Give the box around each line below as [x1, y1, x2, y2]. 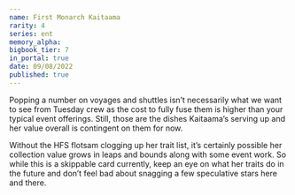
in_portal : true [9, 54, 69, 63]
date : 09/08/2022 [9, 63, 74, 71]
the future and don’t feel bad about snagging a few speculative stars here [9, 168, 277, 178]
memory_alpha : [9, 37, 62, 47]
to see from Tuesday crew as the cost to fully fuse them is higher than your [9, 103, 283, 115]
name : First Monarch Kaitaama [9, 12, 121, 22]
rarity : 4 [9, 21, 46, 30]
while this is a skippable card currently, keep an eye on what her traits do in [9, 158, 285, 169]
